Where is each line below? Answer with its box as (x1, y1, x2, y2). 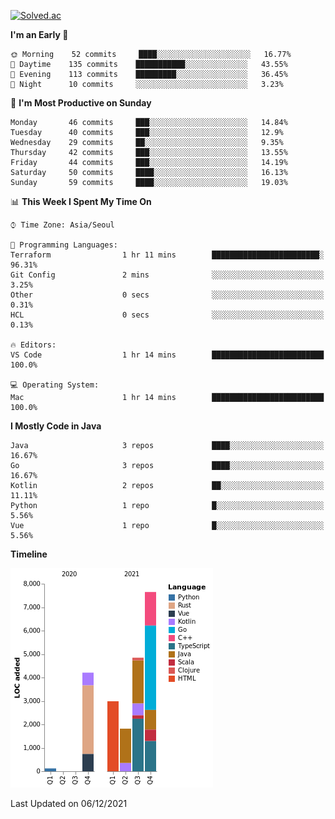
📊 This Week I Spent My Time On (10, 196, 152, 207)
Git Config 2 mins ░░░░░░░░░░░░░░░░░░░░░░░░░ (10, 270, 325, 280)
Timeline (10, 548, 48, 560)
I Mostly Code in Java (10, 420, 102, 432)
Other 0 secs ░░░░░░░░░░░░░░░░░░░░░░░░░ (10, 290, 325, 300)
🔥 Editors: (10, 340, 57, 350)
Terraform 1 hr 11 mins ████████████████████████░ (10, 250, 325, 260)
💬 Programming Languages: (10, 240, 118, 250)
